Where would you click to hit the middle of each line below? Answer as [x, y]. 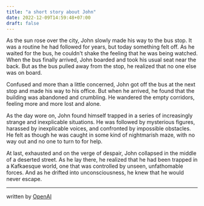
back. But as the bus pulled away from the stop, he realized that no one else [101, 66]
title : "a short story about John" [51, 12]
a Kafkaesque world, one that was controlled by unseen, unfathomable [95, 166]
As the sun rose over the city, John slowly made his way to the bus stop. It [99, 41]
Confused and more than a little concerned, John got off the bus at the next [101, 84]
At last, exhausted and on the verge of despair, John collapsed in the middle [101, 153]
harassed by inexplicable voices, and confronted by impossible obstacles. [99, 129]
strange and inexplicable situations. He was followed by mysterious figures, [101, 122]
